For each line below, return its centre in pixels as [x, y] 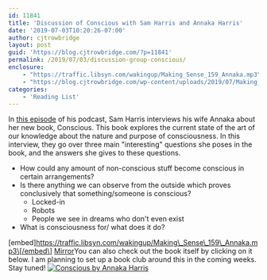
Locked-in [48, 202]
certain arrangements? [57, 177]
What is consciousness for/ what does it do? [92, 228]
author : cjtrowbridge [44, 38]
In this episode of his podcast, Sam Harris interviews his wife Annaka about [132, 119]
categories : [28, 89]
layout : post [30, 45]
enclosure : [26, 67]
